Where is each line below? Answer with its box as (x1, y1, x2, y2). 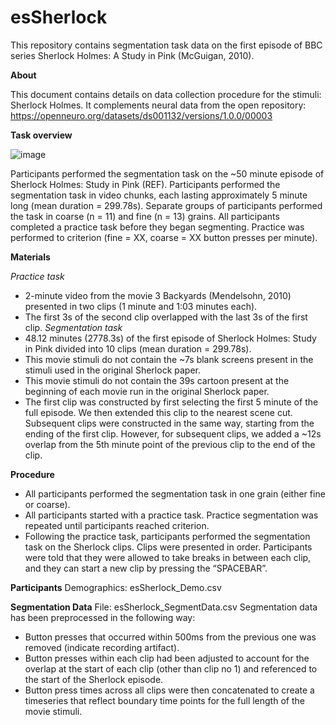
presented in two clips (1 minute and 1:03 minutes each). (24, 300, 258, 312)
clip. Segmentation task (24, 321, 123, 333)
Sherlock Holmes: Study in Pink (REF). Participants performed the (10, 178, 281, 190)
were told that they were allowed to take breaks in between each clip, (24, 551, 312, 563)
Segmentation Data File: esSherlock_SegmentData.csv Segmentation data (10, 601, 318, 613)
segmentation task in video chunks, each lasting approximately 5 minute (10, 189, 308, 201)
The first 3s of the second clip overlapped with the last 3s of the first (24, 311, 308, 323)
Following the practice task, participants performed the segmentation (24, 530, 311, 542)
